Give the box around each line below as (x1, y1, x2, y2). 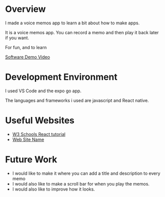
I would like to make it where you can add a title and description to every (12, 170, 161, 176)
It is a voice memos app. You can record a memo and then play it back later (5, 29, 159, 35)
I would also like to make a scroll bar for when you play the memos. (12, 181, 150, 187)
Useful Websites (5, 115, 75, 126)
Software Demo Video (5, 54, 51, 60)
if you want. (5, 35, 29, 41)
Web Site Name (12, 136, 45, 142)
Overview (5, 3, 46, 15)
